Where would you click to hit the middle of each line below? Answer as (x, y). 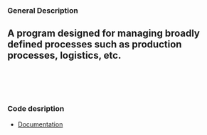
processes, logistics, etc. (64, 55)
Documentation (40, 124)
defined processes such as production (95, 45)
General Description (43, 11)
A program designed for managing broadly (104, 34)
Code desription (36, 109)
